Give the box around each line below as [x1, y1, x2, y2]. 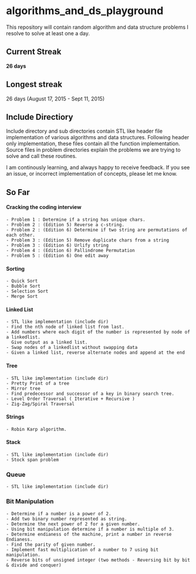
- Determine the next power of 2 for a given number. [6, 521, 141, 527]
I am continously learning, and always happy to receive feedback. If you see [6, 164, 190, 171]
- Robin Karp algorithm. [6, 426, 67, 432]
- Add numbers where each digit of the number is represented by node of [6, 329, 191, 335]
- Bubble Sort [6, 283, 41, 289]
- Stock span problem [6, 456, 59, 462]
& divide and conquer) [6, 562, 62, 568]
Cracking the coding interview [6, 204, 82, 211]
